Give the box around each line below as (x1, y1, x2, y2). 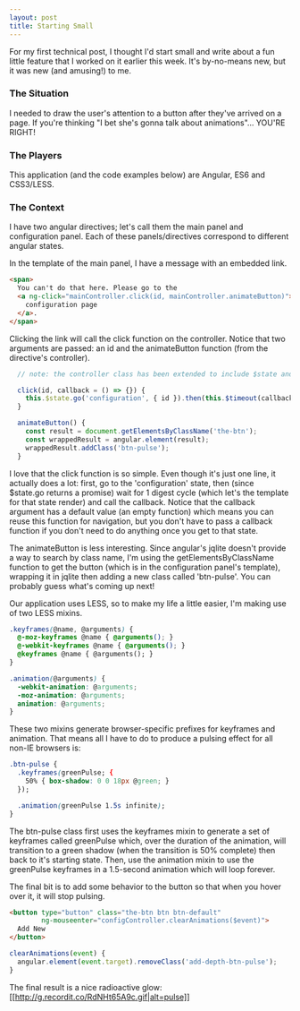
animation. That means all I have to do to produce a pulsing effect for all (9, 733, 274, 744)
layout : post (9, 13, 58, 22)
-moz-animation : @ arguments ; (17, 690, 126, 699)
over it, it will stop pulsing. (9, 890, 105, 901)
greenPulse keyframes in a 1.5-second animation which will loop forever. (9, 863, 276, 874)
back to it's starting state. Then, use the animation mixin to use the (9, 854, 254, 865)
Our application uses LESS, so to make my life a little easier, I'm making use (9, 597, 287, 609)
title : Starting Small (9, 21, 94, 30)
